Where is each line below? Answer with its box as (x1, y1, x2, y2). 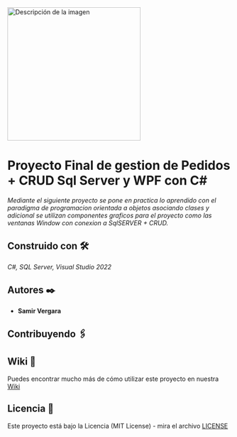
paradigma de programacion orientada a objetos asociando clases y (7, 203, 209, 212)
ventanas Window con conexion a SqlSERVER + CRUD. (7, 218, 169, 227)
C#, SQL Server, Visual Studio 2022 (7, 262, 112, 271)
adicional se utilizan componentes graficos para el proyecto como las (7, 211, 212, 220)
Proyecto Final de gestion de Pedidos (7, 158, 231, 173)
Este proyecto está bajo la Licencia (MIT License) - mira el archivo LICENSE (7, 421, 228, 430)
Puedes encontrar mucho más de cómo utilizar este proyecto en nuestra (7, 374, 219, 383)
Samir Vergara (17, 306, 62, 315)
